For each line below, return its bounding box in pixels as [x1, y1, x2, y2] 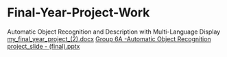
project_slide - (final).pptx [7, 42, 80, 50]
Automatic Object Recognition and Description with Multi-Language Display [7, 27, 221, 36]
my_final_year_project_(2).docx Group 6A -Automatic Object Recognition [7, 34, 211, 43]
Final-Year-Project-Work [7, 5, 150, 21]
